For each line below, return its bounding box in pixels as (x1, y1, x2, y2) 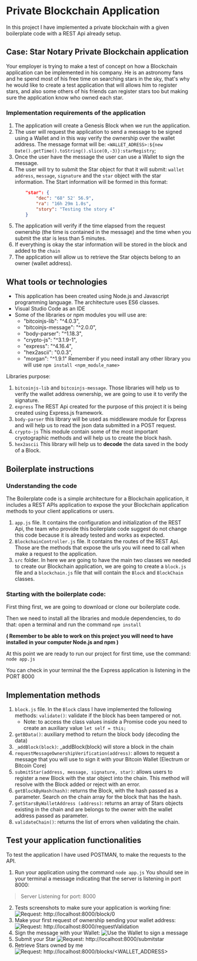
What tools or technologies (6, 277, 108, 287)
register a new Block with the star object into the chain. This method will (14, 775, 189, 782)
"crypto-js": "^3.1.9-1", (23, 336, 78, 344)
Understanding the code (6, 481, 78, 490)
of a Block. (14, 447, 41, 454)
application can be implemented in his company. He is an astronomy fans (6, 69, 183, 76)
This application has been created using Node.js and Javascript (14, 293, 169, 300)
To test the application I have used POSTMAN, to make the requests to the (6, 851, 186, 858)
